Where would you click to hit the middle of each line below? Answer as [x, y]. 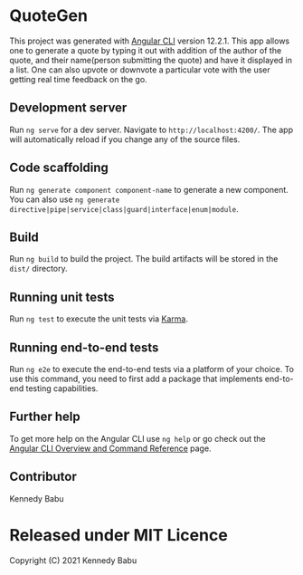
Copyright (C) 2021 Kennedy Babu [73, 560]
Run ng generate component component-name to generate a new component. [149, 189]
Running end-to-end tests [84, 347]
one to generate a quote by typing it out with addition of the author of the [146, 50]
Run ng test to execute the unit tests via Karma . [99, 319]
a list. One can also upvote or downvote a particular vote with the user [140, 70]
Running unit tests [62, 297]
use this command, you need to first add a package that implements [136, 379]
